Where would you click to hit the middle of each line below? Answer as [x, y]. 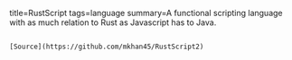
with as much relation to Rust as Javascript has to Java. [113, 22]
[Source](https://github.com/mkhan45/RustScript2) [107, 47]
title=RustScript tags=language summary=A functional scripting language [146, 13]
